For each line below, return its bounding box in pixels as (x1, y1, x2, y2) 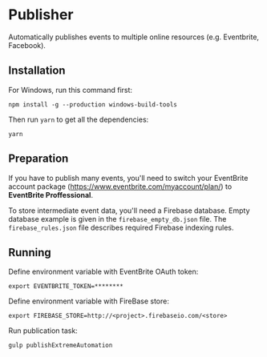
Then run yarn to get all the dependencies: (8, 114, 149, 124)
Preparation (8, 152, 69, 166)
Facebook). (8, 40, 47, 50)
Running (8, 246, 52, 259)
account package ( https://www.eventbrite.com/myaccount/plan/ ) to (8, 182, 233, 191)
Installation (8, 64, 66, 78)
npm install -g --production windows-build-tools (8, 100, 178, 109)
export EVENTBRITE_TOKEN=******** (8, 283, 124, 291)
